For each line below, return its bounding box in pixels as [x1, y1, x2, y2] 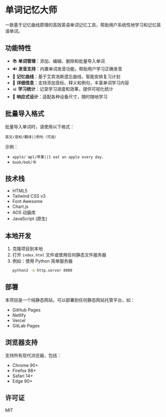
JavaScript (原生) [12, 216, 48, 222]
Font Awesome [12, 199, 43, 205]
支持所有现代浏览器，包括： [5, 352, 62, 358]
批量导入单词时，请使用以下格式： [5, 123, 75, 129]
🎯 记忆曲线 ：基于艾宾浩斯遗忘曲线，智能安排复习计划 [12, 73, 121, 79]
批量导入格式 [5, 109, 44, 118]
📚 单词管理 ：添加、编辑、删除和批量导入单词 [12, 58, 105, 64]
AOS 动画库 [12, 209, 36, 215]
